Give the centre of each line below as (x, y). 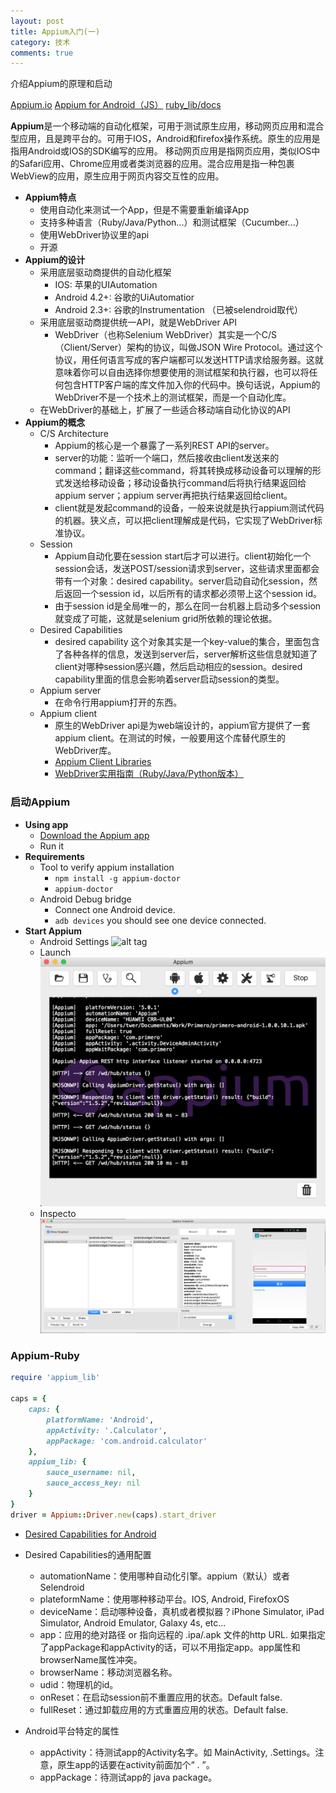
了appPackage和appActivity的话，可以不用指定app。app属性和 (170, 1647)
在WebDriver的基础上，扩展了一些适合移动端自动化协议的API (165, 410)
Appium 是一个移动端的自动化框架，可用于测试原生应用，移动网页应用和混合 (167, 126)
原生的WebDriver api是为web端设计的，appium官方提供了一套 (182, 726)
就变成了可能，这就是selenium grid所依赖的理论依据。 (166, 619)
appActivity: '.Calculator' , (107, 1430)
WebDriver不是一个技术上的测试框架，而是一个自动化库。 (173, 397)
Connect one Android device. (115, 909)
